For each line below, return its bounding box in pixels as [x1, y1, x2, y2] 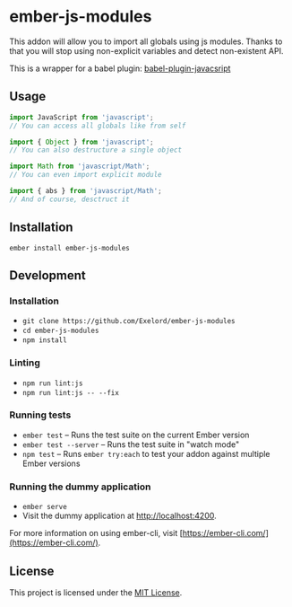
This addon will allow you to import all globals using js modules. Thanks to [9, 36, 283, 47]
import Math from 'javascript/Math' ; [9, 162, 150, 172]
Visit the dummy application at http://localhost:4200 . [21, 510, 217, 522]
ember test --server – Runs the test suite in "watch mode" [21, 438, 240, 450]
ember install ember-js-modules [9, 243, 130, 252]
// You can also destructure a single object [9, 145, 182, 154]
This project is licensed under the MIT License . [9, 586, 183, 598]
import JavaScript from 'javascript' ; [9, 112, 154, 122]
